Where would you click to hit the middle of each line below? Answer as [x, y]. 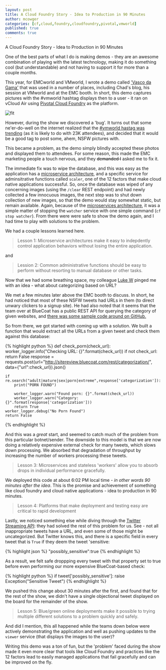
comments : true [21, 33]
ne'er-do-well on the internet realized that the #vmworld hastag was [75, 128]
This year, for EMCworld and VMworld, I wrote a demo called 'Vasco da [78, 82]
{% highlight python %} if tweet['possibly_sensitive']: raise [65, 576]
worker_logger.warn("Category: [46, 398]
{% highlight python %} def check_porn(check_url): [58, 346]
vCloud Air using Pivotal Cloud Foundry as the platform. [62, 103]
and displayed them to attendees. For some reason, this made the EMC [78, 153]
